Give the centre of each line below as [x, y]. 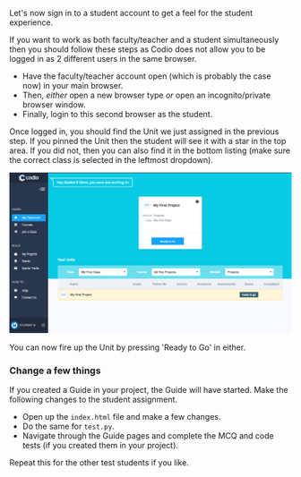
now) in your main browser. [73, 85]
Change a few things [55, 371]
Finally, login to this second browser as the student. [117, 114]
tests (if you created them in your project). [100, 446]
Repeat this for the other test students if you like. [99, 463]
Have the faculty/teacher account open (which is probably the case [146, 76]
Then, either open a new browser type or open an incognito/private [146, 95]
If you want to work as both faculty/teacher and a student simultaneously [144, 40]
